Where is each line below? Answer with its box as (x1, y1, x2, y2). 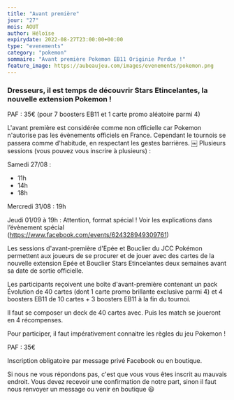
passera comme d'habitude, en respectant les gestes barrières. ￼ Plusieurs (7, 138, 226, 147)
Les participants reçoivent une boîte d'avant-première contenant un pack (7, 280, 218, 288)
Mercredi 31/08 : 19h (7, 202, 66, 210)
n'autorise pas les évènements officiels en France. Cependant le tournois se (7, 131, 226, 139)
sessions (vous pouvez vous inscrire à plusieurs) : (7, 146, 152, 155)
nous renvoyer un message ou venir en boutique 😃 (7, 385, 155, 393)
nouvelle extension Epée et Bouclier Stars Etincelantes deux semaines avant (7, 259, 227, 267)
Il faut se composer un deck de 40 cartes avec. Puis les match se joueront (7, 308, 221, 317)
